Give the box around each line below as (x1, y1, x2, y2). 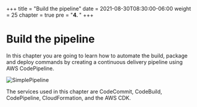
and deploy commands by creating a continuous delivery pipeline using (6, 58, 183, 65)
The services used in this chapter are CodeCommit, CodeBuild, (6, 88, 162, 95)
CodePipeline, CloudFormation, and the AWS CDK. (6, 94, 131, 101)
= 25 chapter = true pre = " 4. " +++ (6, 11, 94, 19)
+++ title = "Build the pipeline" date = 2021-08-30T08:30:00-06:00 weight (6, 5, 191, 12)
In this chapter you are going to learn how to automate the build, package (6, 52, 188, 59)
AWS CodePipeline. (6, 65, 55, 72)
